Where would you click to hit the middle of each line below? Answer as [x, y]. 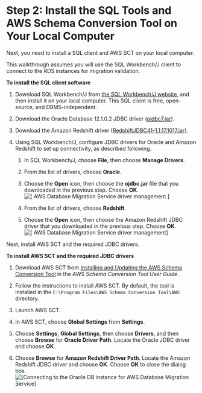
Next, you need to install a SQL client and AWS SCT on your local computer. [100, 52]
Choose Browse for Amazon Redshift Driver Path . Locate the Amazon [103, 358]
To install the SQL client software [49, 83]
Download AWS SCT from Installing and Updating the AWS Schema [99, 267]
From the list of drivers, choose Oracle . [73, 172]
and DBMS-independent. [66, 107]
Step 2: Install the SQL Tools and [89, 11]
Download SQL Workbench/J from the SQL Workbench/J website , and [102, 94]
